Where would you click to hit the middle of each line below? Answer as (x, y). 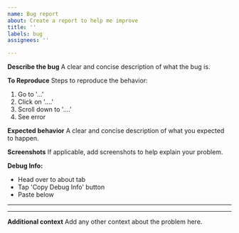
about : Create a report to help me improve (73, 21)
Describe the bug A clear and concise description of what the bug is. (109, 67)
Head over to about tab (52, 180)
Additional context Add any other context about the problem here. (105, 222)
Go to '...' (31, 94)
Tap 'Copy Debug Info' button (61, 187)
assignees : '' (28, 40)
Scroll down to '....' (45, 109)
